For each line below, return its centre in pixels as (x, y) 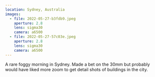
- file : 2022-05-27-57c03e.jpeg (43, 37)
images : (13, 14)
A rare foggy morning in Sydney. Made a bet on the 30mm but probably (77, 64)
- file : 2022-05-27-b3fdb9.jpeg (43, 19)
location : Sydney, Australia (35, 10)
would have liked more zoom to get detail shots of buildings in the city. (77, 69)
